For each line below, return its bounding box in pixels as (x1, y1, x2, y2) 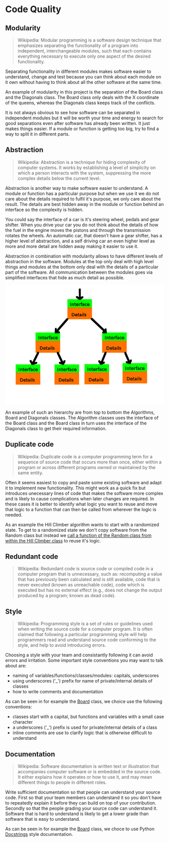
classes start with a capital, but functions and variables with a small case (12, 713, 164, 720)
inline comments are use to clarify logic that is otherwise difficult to (12, 730, 152, 736)
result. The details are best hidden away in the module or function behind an (5, 201, 164, 207)
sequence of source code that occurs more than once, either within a (17, 459, 162, 465)
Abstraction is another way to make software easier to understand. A (5, 185, 148, 191)
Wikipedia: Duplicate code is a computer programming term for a (17, 453, 153, 459)
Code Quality (5, 4, 62, 15)
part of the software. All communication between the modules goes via (5, 269, 153, 275)
